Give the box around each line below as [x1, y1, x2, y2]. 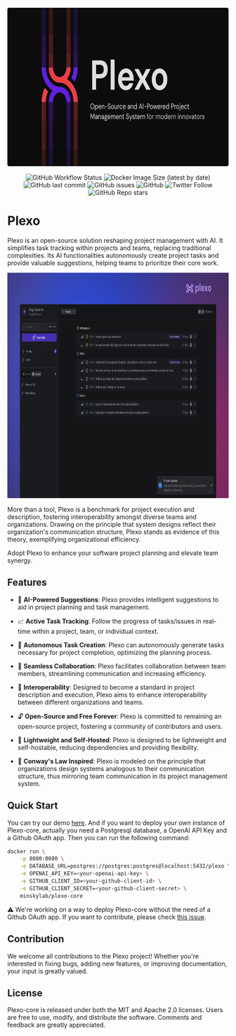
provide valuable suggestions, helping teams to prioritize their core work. [7, 258, 219, 267]
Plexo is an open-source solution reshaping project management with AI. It [7, 236, 223, 244]
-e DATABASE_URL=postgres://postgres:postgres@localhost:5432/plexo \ [20, 863, 231, 870]
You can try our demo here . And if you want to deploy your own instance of [7, 818, 225, 827]
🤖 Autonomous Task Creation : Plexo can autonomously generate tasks [17, 640, 225, 649]
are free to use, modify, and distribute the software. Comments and [7, 1013, 202, 1022]
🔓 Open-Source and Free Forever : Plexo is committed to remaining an [17, 712, 222, 720]
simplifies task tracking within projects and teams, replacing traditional [7, 244, 211, 252]
